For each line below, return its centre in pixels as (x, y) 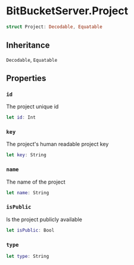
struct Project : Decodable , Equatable (54, 27)
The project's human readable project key (57, 144)
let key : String (26, 155)
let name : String (28, 193)
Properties (26, 78)
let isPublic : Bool (30, 230)
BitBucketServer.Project (67, 11)
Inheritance (28, 45)
